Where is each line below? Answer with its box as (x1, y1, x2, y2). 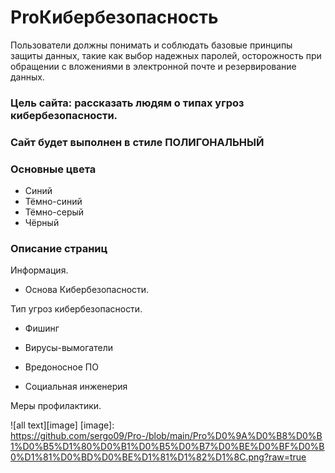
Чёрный (24, 217, 60, 229)
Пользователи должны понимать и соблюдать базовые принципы (10, 39, 293, 51)
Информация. (10, 264, 69, 276)
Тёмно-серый (24, 206, 85, 218)
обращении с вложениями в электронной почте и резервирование (10, 60, 297, 72)
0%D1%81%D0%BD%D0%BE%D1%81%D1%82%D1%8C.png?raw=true (10, 451, 307, 463)
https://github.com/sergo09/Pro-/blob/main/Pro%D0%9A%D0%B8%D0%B (10, 430, 323, 442)
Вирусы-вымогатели (24, 342, 114, 354)
